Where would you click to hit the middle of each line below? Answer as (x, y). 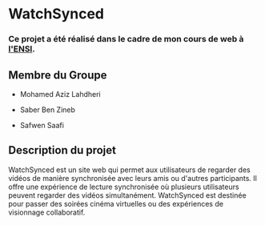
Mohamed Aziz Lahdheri (60, 94)
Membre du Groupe (58, 75)
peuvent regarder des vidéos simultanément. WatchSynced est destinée (127, 195)
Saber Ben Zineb (48, 110)
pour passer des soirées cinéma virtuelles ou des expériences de (116, 203)
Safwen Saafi (42, 125)
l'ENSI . (22, 49)
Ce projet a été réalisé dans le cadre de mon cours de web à (126, 39)
